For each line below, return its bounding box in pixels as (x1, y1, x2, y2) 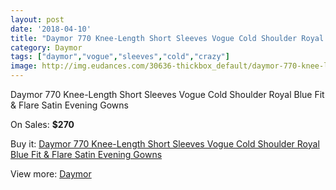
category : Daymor (10, 42, 83, 53)
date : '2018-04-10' (10, 24, 92, 34)
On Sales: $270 (10, 119, 75, 130)
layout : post (10, 14, 65, 25)
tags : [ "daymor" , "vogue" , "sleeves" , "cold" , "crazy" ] (10, 52, 230, 62)
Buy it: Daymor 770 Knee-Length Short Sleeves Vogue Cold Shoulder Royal (10, 138, 320, 150)
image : (10, 61, 38, 71)
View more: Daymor (10, 168, 92, 180)
